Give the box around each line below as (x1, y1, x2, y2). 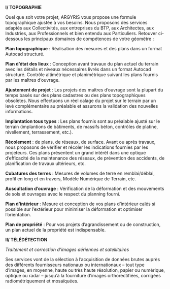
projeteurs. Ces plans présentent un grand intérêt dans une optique (5, 150, 146, 155)
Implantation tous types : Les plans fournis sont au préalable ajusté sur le (5, 118, 160, 124)
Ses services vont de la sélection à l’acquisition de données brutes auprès (5, 256, 160, 262)
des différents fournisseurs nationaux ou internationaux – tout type (5, 262, 145, 268)
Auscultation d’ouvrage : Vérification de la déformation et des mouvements (5, 185, 164, 191)
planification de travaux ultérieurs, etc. (5, 160, 86, 167)
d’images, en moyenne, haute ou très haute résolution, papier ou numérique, (5, 267, 165, 273)
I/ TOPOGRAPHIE (5, 5, 42, 10)
